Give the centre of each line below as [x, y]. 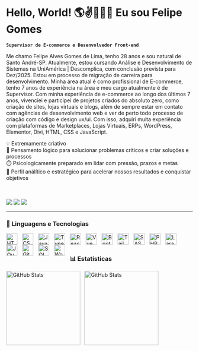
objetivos [17, 178]
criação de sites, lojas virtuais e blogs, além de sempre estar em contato [94, 106]
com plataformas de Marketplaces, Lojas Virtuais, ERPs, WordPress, [89, 125]
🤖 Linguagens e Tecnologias [47, 223]
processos [19, 156]
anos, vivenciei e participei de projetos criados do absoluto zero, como [93, 100]
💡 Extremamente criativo [36, 143]
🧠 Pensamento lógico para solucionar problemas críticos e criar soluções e [97, 150]
